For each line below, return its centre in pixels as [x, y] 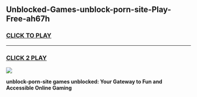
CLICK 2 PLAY [26, 58]
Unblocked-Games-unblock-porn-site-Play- [89, 10]
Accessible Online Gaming [39, 88]
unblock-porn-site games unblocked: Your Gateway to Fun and [84, 81]
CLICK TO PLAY [29, 36]
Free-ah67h [28, 19]
